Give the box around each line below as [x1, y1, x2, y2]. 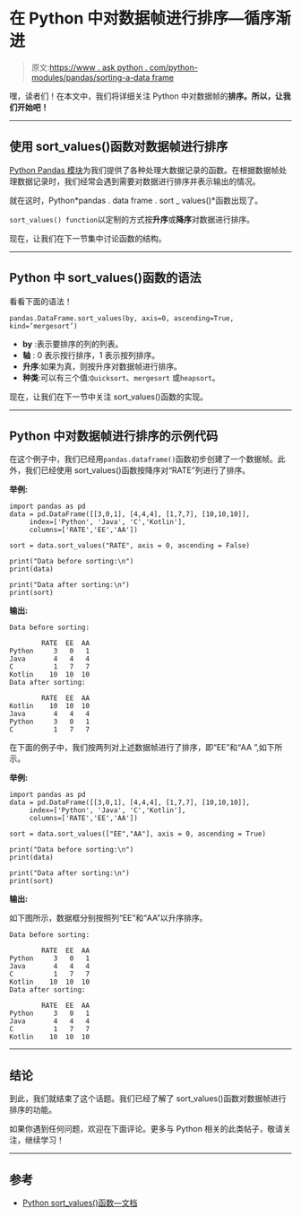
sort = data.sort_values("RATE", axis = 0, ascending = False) [9, 541, 251, 550]
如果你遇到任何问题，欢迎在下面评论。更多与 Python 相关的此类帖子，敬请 [9, 1124, 284, 1134]
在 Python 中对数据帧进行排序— [9, 8, 245, 29]
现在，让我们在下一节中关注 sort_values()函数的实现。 [9, 391, 209, 402]
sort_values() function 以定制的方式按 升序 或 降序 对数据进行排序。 [9, 214, 255, 224]
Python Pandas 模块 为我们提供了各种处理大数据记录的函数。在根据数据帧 [9, 164, 279, 175]
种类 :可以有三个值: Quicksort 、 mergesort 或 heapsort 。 [21, 372, 220, 382]
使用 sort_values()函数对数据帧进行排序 [9, 139, 228, 154]
